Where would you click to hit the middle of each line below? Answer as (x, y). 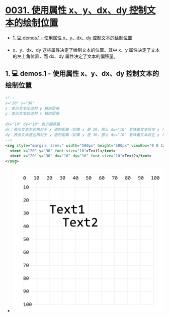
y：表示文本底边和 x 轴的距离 (32, 114)
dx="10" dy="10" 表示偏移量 (33, 124)
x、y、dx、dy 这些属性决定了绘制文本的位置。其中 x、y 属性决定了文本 (86, 50)
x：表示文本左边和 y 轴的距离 (32, 109)
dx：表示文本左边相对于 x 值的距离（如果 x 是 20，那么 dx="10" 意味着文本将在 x (82, 130)
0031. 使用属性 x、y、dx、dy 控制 (76, 10)
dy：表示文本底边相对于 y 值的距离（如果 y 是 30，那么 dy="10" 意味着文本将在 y (82, 135)
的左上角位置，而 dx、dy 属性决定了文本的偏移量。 (65, 56)
